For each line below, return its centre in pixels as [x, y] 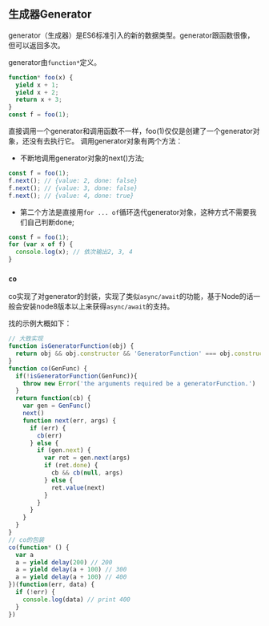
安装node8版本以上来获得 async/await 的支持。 [98, 306]
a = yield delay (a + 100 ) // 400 [71, 577]
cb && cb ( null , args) [87, 473]
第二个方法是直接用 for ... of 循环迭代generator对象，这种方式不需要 [134, 212]
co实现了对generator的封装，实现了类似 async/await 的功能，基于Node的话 [131, 297]
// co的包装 [26, 539]
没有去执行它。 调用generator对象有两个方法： [106, 141]
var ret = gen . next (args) [87, 458]
